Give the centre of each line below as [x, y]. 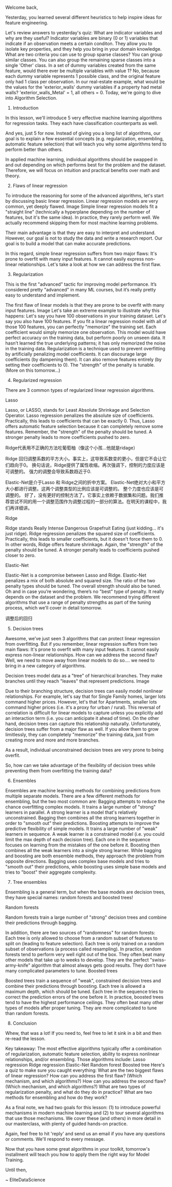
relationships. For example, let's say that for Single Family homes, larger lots [85, 696]
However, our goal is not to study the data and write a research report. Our [84, 238]
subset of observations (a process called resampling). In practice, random [83, 949]
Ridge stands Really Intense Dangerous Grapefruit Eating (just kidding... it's [84, 528]
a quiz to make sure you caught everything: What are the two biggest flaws [84, 1070]
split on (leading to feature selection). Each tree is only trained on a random [85, 944]
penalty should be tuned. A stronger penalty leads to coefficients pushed [82, 550]
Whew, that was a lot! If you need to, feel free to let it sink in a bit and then [83, 1033]
